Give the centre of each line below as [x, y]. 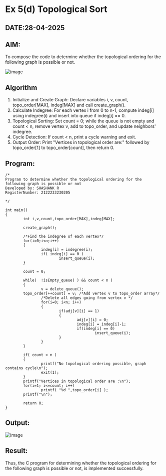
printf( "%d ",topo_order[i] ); [74, 390]
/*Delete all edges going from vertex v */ [87, 298]
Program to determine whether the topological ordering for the [73, 180]
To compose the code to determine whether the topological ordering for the [83, 57]
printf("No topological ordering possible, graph [93, 364]
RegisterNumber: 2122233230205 [38, 193]
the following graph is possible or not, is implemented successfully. [74, 468]
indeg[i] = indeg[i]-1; [101, 325]
